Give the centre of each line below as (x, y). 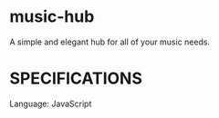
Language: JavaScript (51, 103)
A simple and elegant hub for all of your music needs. (110, 42)
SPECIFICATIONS (76, 79)
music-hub (52, 17)
